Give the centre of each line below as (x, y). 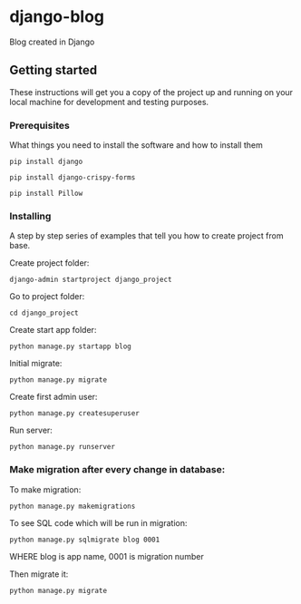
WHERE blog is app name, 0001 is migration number (107, 556)
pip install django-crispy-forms (73, 178)
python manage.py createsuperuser (75, 414)
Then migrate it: (39, 574)
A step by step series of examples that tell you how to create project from (146, 236)
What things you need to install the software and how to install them (136, 145)
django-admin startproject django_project (91, 280)
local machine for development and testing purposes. (109, 102)
